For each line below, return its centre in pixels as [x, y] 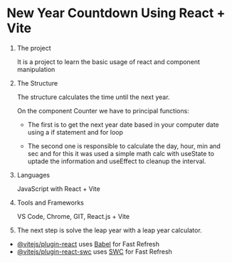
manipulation [36, 69]
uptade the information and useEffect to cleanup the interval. [117, 161]
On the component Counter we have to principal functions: [103, 110]
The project [34, 48]
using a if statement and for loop [75, 132]
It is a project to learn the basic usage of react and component [109, 61]
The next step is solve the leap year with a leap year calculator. [109, 230]
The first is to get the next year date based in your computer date [123, 124]
